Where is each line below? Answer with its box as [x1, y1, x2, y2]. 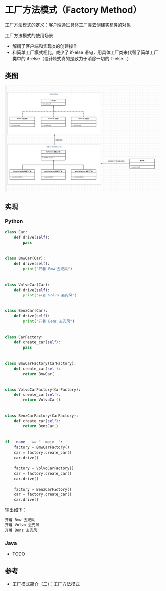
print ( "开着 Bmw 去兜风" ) [23, 267, 73, 272]
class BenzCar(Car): [5, 308, 48, 313]
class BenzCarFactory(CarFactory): [5, 413, 79, 418]
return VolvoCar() [23, 397, 61, 403]
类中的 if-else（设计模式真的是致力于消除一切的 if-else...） [12, 55, 132, 61]
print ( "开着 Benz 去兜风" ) [23, 319, 75, 324]
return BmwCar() [23, 371, 56, 376]
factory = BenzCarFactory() [14, 487, 72, 492]
